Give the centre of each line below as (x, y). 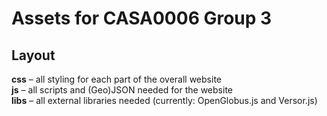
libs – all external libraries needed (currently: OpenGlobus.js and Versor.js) (164, 100)
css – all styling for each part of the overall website (116, 79)
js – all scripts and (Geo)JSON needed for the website (122, 90)
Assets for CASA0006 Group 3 (142, 18)
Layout (33, 55)
